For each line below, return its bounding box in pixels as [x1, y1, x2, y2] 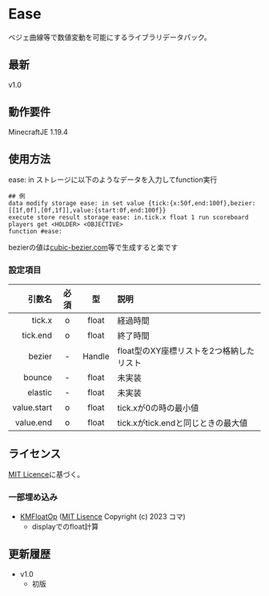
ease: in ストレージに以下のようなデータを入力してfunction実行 [8, 175, 218, 184]
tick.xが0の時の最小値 [117, 402, 199, 413]
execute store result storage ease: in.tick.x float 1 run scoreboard [8, 213, 249, 221]
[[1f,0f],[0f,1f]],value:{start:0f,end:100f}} [8, 206, 167, 215]
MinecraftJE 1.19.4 [8, 127, 68, 136]
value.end [14, 416, 53, 428]
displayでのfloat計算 [31, 521, 98, 531]
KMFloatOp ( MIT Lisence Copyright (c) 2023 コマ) [19, 511, 186, 521]
